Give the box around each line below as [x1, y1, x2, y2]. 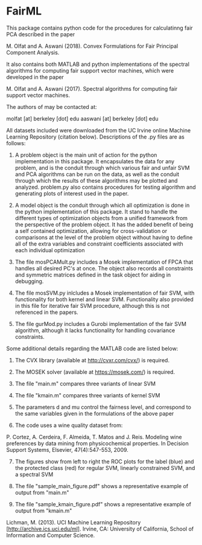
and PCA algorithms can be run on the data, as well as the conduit [14, 171, 180, 178]
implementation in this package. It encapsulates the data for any [14, 157, 175, 165]
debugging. [14, 277, 44, 285]
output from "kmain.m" [14, 507, 72, 514]
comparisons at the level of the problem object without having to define [14, 233, 193, 241]
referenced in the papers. [14, 308, 78, 316]
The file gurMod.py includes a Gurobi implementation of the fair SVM [14, 320, 187, 327]
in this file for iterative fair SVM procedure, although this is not [14, 302, 170, 309]
